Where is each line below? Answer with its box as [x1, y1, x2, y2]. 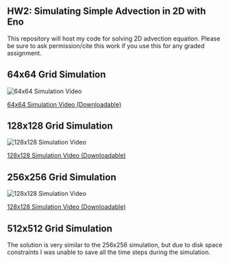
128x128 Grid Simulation [7, 120, 113, 132]
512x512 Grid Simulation [7, 223, 113, 234]
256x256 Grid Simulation [7, 171, 117, 183]
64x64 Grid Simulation [7, 68, 106, 81]
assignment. [7, 49, 43, 57]
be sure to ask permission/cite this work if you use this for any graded [7, 41, 205, 50]
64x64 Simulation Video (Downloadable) [7, 100, 122, 108]
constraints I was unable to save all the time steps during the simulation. [7, 248, 210, 256]
